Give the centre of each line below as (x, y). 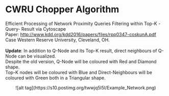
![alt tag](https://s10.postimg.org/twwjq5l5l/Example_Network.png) (86, 87)
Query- (13, 29)
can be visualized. (37, 56)
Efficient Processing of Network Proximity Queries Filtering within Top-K (81, 23)
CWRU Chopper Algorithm (62, 9)
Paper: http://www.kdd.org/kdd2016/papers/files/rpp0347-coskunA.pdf (81, 34)
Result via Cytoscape (44, 29)
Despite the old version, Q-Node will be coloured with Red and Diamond (81, 61)
